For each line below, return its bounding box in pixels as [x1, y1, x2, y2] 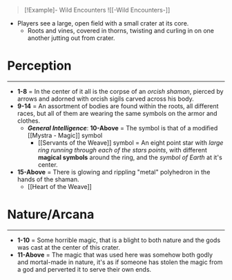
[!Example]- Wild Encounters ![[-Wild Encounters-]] [23, 6, 171, 14]
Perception [7, 58, 72, 74]
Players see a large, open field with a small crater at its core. [17, 19, 189, 27]
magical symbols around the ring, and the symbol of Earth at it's [37, 153, 222, 161]
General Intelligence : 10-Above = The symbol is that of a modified [27, 123, 218, 132]
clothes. [17, 117, 41, 125]
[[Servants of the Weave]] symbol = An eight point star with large [37, 138, 224, 147]
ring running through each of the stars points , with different [37, 146, 207, 154]
